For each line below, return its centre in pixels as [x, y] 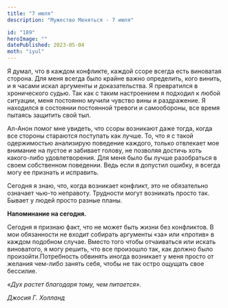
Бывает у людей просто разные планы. [65, 200]
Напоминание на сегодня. [47, 214]
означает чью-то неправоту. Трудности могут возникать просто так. [108, 193]
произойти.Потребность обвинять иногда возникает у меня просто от [111, 256]
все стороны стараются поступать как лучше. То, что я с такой [101, 136]
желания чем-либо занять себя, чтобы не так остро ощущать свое [106, 264]
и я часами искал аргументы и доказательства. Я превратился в [103, 86]
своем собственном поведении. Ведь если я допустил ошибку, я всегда [114, 165]
